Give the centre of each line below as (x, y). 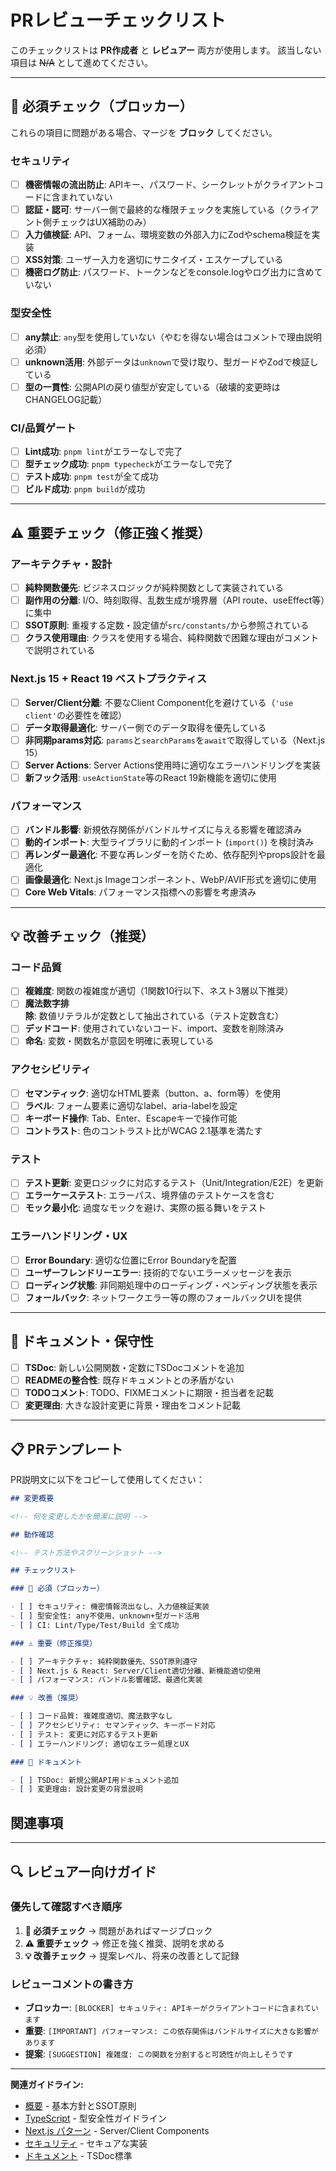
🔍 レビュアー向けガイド (83, 1871)
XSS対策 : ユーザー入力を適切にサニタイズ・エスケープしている (154, 260)
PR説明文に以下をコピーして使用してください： (107, 1479)
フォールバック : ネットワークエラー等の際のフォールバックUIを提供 (163, 1297)
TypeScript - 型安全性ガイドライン (95, 2118)
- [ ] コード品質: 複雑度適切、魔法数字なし (91, 1716)
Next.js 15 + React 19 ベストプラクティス (109, 679)
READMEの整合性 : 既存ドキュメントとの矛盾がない (129, 1380)
